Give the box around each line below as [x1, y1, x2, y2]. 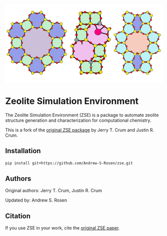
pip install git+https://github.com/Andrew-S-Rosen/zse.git [5, 161, 133, 166]
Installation [5, 147, 41, 155]
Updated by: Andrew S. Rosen [5, 197, 67, 203]
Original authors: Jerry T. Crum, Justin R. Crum [5, 188, 102, 194]
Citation [5, 212, 31, 220]
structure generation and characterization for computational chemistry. [5, 117, 151, 123]
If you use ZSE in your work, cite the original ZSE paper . [5, 225, 120, 231]
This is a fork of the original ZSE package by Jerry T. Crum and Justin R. [5, 127, 154, 133]
